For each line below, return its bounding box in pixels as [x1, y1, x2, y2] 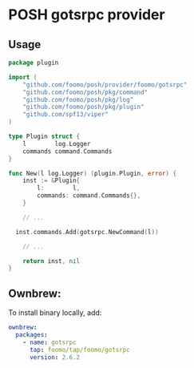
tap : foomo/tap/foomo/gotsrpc [29, 346, 130, 354]
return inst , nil [22, 257, 81, 265]
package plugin [8, 59, 59, 67]
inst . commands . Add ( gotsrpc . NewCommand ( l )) [15, 228, 159, 236]
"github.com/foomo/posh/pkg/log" [22, 95, 134, 103]
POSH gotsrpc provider [8, 6, 165, 24]
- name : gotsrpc [22, 338, 77, 346]
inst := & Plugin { [22, 176, 81, 185]
